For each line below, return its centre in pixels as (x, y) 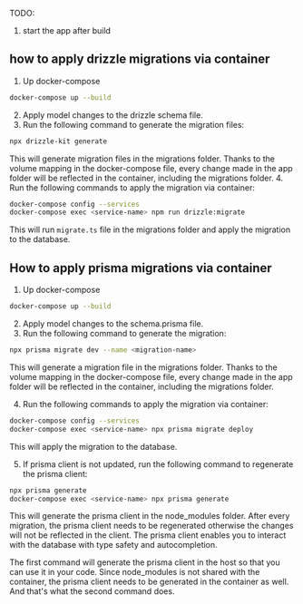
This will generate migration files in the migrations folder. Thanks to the (142, 159)
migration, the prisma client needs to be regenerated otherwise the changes (151, 526)
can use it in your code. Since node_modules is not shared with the (135, 572)
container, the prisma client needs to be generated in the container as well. (149, 582)
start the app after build (67, 30)
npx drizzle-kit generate (58, 141)
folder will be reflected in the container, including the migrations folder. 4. (147, 178)
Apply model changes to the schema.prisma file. (113, 324)
